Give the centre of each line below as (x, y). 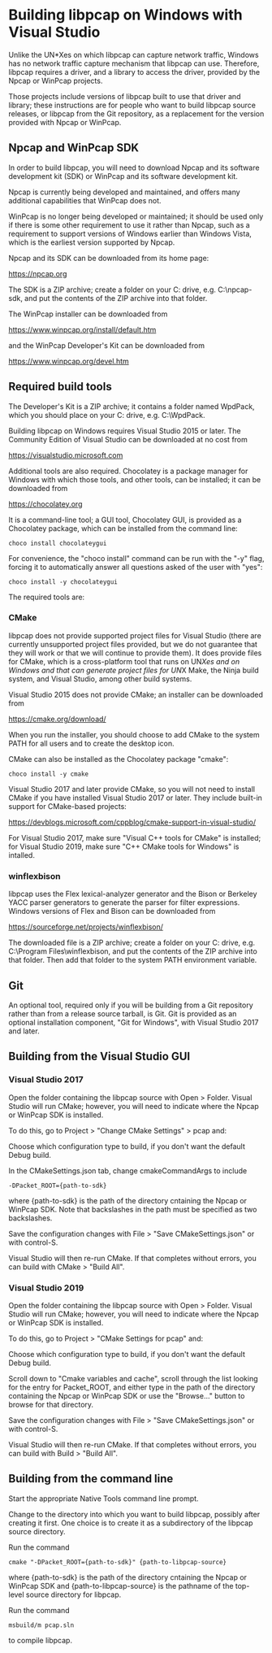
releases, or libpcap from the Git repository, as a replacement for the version (136, 113)
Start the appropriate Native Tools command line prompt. (104, 1499)
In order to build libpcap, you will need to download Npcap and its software (134, 167)
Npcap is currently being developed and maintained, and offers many (125, 192)
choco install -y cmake (49, 774)
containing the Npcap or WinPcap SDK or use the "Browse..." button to (127, 1395)
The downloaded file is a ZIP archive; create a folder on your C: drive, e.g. (132, 943)
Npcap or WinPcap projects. (56, 80)
